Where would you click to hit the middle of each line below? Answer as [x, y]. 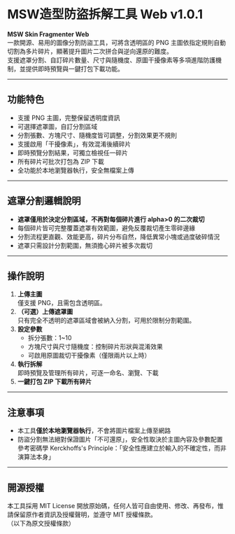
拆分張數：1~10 [50, 338]
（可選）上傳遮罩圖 [45, 311]
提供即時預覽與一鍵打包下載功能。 [74, 69]
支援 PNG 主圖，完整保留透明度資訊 [69, 118]
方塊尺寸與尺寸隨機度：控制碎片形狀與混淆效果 [95, 346]
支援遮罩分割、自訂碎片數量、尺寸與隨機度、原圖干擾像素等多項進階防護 [111, 59]
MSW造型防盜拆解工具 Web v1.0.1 [105, 14]
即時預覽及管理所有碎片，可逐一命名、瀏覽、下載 [88, 373]
